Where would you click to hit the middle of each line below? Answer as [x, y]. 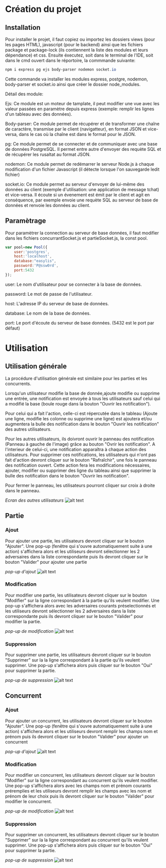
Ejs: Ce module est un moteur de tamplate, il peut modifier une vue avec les [82, 103]
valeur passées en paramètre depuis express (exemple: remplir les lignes [80, 109]
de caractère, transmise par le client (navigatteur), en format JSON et [76, 129]
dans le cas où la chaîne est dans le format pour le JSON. [78, 134]
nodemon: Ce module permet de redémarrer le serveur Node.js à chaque [80, 164]
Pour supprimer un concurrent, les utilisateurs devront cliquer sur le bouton [82, 835]
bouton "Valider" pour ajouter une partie [46, 562]
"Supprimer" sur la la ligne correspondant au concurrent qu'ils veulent [77, 840]
